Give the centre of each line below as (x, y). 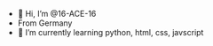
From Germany (45, 23)
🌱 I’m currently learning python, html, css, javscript (110, 32)
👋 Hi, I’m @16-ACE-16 (57, 14)
